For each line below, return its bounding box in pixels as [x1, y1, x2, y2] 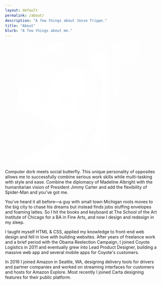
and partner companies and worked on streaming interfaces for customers [5, 264, 154, 270]
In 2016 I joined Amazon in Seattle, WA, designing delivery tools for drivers [5, 259, 154, 265]
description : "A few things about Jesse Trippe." [5, 18, 108, 23]
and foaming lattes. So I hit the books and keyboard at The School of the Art [5, 209, 157, 215]
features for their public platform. [5, 274, 71, 280]
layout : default [5, 8, 38, 13]
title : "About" [5, 23, 36, 28]
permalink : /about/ [5, 13, 45, 18]
